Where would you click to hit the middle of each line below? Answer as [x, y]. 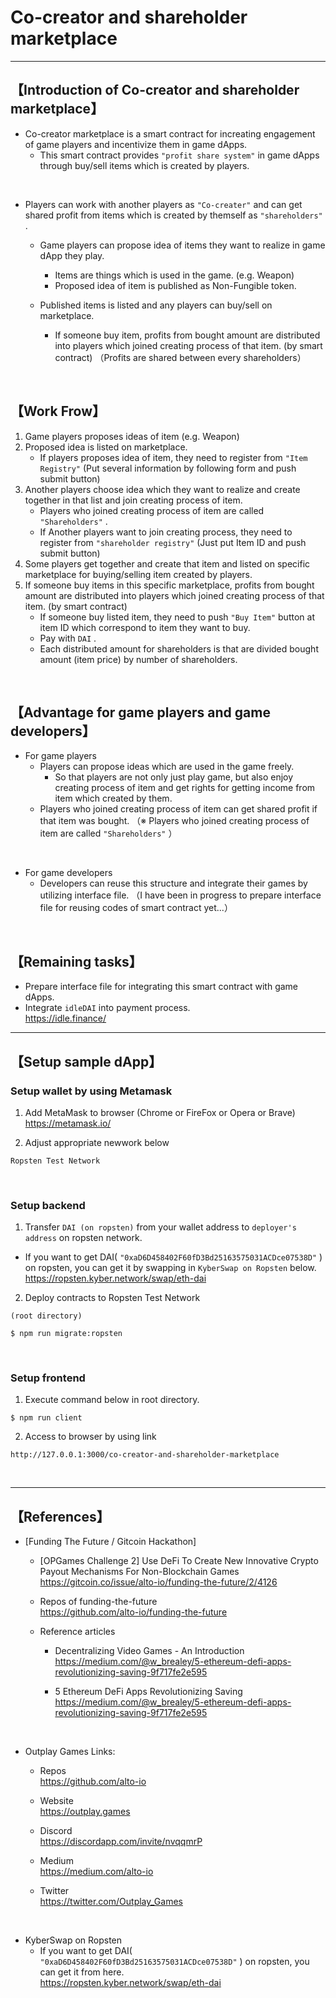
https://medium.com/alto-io [96, 1872]
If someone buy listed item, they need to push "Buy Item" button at [177, 617]
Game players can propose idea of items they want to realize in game [182, 245]
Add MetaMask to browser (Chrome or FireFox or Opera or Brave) [160, 1112]
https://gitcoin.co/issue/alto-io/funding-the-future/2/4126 [158, 1582]
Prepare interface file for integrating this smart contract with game [161, 987]
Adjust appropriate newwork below [97, 1142]
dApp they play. [72, 255]
